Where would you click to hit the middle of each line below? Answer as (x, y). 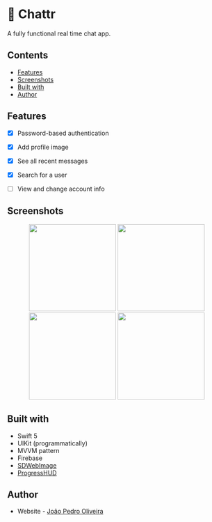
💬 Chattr (32, 14)
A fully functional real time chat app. (59, 33)
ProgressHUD (37, 473)
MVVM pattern (39, 450)
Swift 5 (27, 436)
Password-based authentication (63, 133)
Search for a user (42, 175)
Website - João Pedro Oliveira (60, 512)
